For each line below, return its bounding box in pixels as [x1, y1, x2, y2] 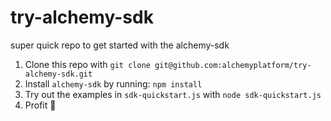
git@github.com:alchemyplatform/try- [154, 60, 312, 70]
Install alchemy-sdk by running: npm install [24, 77, 203, 90]
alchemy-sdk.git [24, 69, 93, 79]
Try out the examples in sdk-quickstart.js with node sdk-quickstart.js [24, 88, 322, 100]
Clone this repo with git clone [24, 58, 151, 70]
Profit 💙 [24, 99, 57, 111]
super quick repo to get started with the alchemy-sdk [10, 39, 230, 51]
